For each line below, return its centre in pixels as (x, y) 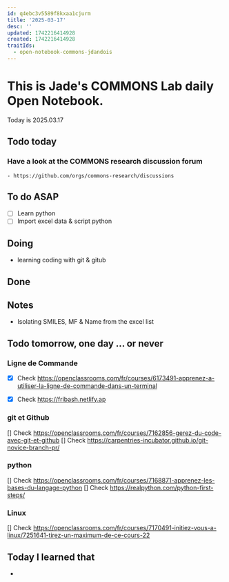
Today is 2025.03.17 (36, 120)
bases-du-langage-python (45, 487)
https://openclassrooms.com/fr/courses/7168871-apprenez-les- (124, 480)
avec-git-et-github (33, 440)
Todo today (32, 142)
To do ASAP (33, 196)
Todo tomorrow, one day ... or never (86, 343)
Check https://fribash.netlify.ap (61, 399)
